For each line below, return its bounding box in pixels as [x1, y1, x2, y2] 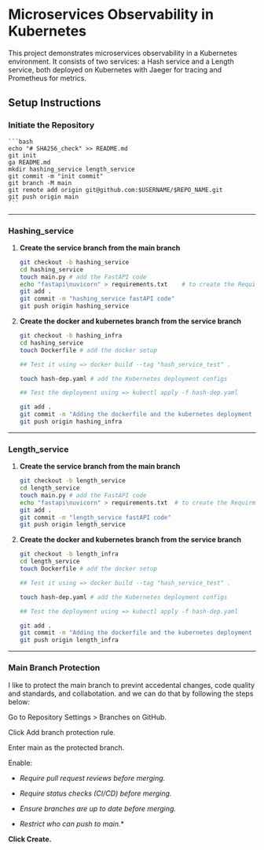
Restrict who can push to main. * [19, 819, 124, 828]
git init [8, 151, 37, 159]
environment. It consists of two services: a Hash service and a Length [8, 57, 234, 66]
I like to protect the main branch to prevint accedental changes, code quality [8, 680, 255, 689]
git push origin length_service [19, 521, 126, 529]
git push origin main [8, 193, 79, 201]
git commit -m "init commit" [8, 172, 104, 180]
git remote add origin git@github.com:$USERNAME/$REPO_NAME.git [8, 186, 223, 194]
